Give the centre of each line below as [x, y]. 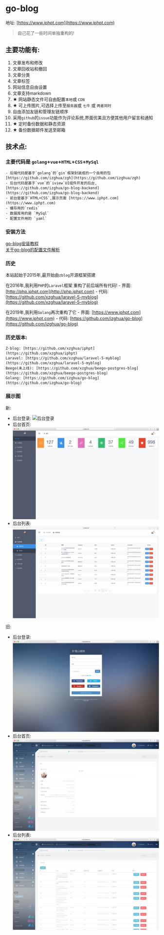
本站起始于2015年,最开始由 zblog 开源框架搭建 [51, 275]
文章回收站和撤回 [30, 68]
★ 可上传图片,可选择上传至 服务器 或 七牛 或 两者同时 [62, 105]
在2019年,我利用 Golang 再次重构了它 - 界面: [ [50, 312]
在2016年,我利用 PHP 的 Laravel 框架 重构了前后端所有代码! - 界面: [69, 285]
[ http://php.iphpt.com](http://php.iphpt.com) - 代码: [57, 292]
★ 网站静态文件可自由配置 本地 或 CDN [48, 99]
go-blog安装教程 [22, 243]
